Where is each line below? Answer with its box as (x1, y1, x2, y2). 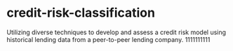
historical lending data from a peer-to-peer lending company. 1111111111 (6, 35, 211, 43)
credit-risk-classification (6, 5, 156, 21)
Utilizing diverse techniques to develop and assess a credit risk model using (6, 28, 226, 36)
